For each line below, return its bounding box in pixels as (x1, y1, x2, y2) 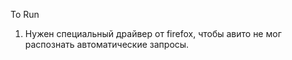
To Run (10, 9, 40, 20)
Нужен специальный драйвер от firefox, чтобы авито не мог (24, 28, 282, 39)
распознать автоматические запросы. (24, 39, 190, 50)
